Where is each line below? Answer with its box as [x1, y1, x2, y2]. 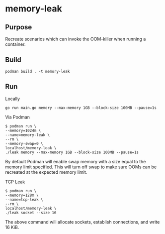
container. [5, 41, 26, 47]
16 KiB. [5, 224, 19, 230]
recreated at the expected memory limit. [5, 169, 87, 175]
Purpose [5, 23, 32, 31]
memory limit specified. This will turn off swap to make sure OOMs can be [5, 164, 157, 170]
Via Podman [5, 114, 30, 120]
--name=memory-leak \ [5, 132, 50, 137]
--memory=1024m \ [5, 128, 41, 133]
